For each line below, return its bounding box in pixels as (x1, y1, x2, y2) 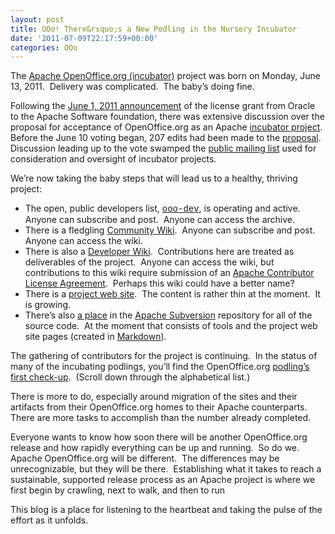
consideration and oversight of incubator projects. (10, 153, 217, 165)
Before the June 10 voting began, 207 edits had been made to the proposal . (10, 132, 322, 144)
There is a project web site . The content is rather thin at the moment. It (24, 288, 321, 300)
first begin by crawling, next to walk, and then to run (10, 484, 226, 496)
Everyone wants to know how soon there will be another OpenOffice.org (10, 431, 308, 443)
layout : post (10, 14, 65, 25)
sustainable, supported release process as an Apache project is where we (10, 474, 316, 486)
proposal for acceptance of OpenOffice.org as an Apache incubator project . (10, 121, 323, 133)
